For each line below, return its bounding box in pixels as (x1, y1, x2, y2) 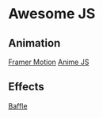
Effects (8, 80, 45, 93)
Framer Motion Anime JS (8, 57, 90, 67)
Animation (8, 36, 61, 50)
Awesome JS (8, 5, 96, 23)
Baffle (8, 101, 28, 111)
